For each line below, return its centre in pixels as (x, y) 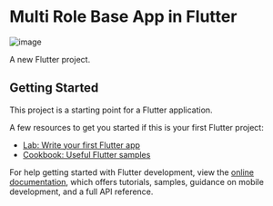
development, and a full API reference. (81, 191)
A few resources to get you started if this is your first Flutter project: (136, 127)
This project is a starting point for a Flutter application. (111, 110)
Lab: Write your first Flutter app (81, 145)
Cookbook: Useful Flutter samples (86, 154)
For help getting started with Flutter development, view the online (132, 172)
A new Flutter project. (50, 59)
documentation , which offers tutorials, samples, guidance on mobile (136, 181)
